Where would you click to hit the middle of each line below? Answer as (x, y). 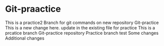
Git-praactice (33, 9)
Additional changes (25, 38)
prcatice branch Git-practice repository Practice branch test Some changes (82, 33)
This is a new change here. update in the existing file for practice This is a (80, 27)
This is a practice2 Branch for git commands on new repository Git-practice (82, 23)
